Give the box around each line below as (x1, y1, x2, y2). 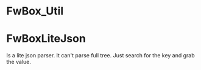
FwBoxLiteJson (6, 32, 86, 46)
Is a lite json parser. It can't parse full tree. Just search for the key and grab (6, 52, 195, 59)
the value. (6, 59, 32, 66)
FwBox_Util (6, 4, 64, 18)
